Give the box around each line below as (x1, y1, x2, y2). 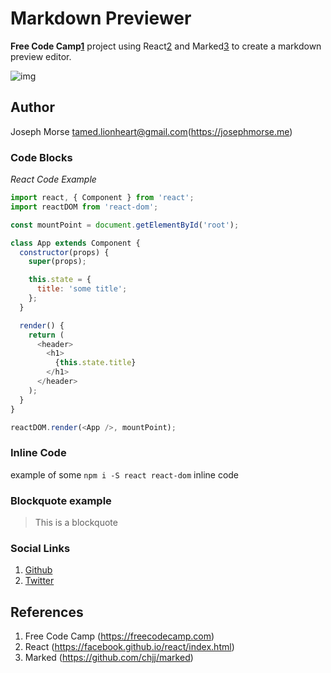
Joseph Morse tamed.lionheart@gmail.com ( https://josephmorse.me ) (10, 125, 293, 137)
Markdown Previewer (10, 7, 192, 30)
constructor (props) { (19, 247, 110, 257)
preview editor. (10, 50, 72, 62)
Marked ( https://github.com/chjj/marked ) (24, 652, 194, 664)
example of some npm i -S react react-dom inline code (10, 468, 240, 481)
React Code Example (10, 173, 97, 186)
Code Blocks (10, 150, 73, 164)
